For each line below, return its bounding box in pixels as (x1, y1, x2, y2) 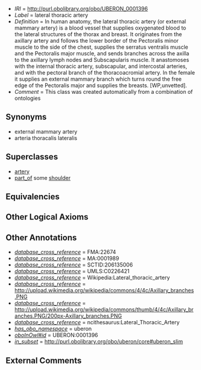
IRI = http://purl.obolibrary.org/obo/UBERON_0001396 (14, 5, 148, 12)
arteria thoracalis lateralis (14, 134, 78, 141)
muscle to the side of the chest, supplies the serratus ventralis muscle (14, 43, 188, 51)
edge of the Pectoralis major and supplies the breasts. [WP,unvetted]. (14, 82, 187, 89)
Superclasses (5, 152, 58, 162)
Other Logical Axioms (5, 212, 88, 222)
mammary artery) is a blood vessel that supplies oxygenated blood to (14, 24, 187, 31)
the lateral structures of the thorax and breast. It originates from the (14, 31, 182, 38)
